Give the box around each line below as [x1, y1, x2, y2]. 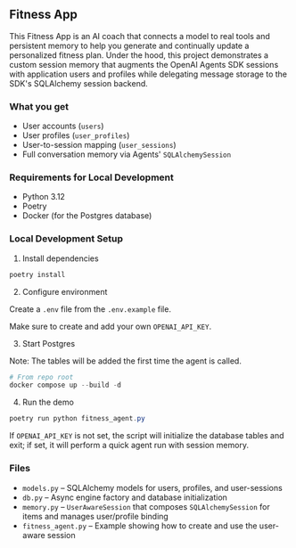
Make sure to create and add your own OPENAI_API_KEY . [9, 321, 212, 331]
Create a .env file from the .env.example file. [9, 303, 172, 315]
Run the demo [21, 397, 74, 408]
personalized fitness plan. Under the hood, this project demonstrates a [9, 49, 269, 61]
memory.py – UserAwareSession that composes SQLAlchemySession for [21, 501, 270, 511]
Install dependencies [21, 253, 100, 264]
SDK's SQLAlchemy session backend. [9, 78, 149, 88]
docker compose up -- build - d [9, 380, 122, 390]
